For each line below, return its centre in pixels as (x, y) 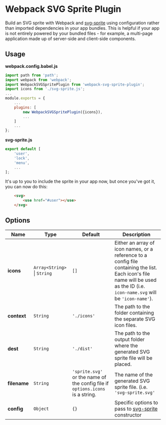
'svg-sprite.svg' (135, 393)
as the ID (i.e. (130, 286)
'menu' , (22, 163)
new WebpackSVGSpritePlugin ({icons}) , (63, 112)
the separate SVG (135, 319)
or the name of (89, 377)
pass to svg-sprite (136, 409)
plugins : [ (25, 107)
